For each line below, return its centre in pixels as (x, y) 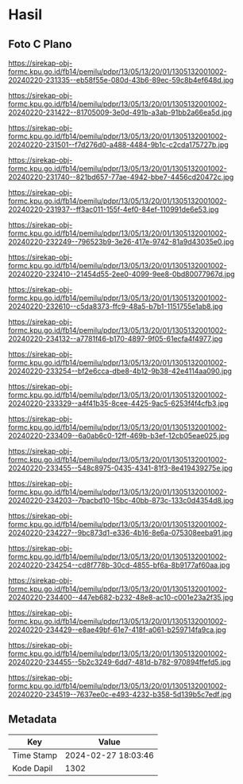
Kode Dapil (33, 768)
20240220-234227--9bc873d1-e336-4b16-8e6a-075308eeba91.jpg (120, 532)
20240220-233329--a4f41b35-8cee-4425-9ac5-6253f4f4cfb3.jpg (118, 403)
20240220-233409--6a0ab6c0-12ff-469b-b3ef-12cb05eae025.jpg (119, 436)
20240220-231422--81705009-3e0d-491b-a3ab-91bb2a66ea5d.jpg (120, 112)
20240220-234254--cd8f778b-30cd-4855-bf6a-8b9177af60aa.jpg (119, 565)
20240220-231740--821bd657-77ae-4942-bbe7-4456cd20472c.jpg (121, 177)
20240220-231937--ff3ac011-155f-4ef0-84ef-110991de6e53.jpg (114, 209)
